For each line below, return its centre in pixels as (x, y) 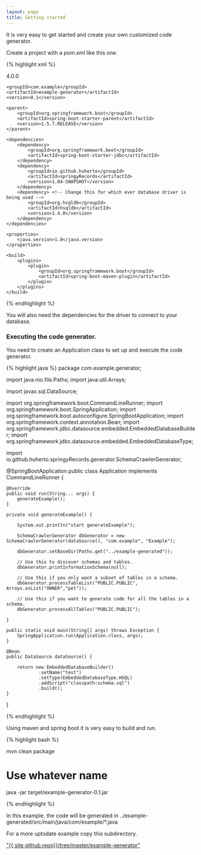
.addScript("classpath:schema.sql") (84, 683)
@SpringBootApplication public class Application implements (82, 471)
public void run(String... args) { (51, 494)
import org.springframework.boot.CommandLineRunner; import (85, 403)
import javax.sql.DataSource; (42, 391)
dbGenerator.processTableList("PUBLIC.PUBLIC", (77, 583)
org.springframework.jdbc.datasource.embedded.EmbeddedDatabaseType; (100, 441)
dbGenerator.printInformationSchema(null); (72, 567)
